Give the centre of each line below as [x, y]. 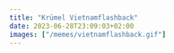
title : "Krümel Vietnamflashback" [74, 18]
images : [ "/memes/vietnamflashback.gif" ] [88, 34]
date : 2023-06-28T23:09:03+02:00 [72, 26]
